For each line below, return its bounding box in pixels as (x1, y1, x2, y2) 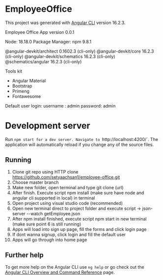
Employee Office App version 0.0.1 (5, 29, 75, 35)
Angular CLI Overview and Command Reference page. (5, 269, 115, 275)
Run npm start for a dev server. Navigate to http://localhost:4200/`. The (5, 136, 159, 142)
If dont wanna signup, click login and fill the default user (12, 231, 126, 237)
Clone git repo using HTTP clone (12, 168, 79, 175)
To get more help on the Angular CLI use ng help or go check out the (5, 264, 144, 270)
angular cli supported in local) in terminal (12, 195, 95, 201)
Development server (5, 120, 90, 131)
